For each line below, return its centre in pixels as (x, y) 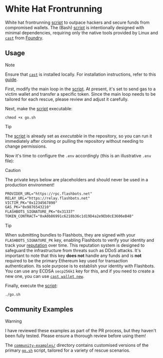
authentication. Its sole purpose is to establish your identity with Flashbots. (80, 266)
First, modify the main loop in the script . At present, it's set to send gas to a (80, 89)
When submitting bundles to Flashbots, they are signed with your (70, 235)
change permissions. (26, 146)
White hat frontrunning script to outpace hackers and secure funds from (77, 22)
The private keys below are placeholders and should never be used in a (77, 179)
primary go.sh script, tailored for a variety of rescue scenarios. (68, 350)
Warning (13, 321)
